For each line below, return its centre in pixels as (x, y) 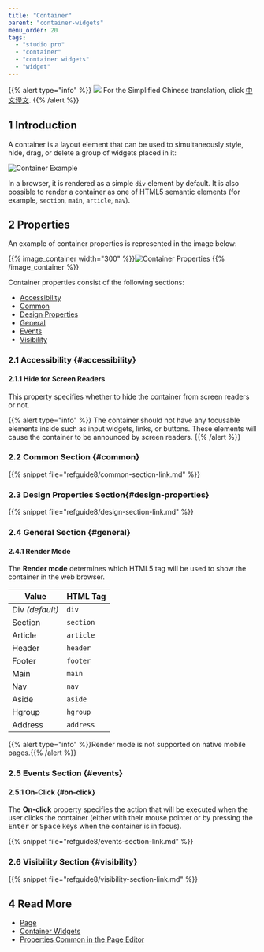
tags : (17, 37)
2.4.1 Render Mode (39, 551)
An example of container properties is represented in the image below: (123, 244)
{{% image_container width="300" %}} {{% (117, 259)
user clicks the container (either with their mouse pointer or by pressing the (131, 818)
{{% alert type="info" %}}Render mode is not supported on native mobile (127, 745)
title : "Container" (40, 15)
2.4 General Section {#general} (70, 533)
